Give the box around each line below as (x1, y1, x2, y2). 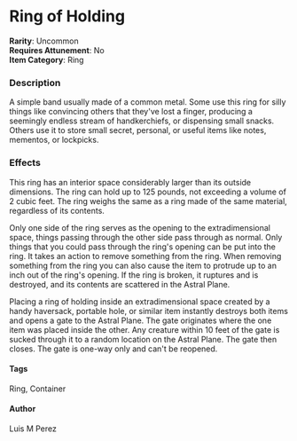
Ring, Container (9, 383, 66, 394)
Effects (9, 157, 42, 169)
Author (9, 404, 36, 414)
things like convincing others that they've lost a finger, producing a (9, 106, 253, 117)
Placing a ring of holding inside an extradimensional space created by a (9, 295, 270, 307)
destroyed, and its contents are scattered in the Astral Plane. (9, 279, 231, 289)
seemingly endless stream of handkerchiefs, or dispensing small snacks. (9, 115, 275, 126)
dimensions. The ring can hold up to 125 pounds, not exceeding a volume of (9, 186, 286, 197)
